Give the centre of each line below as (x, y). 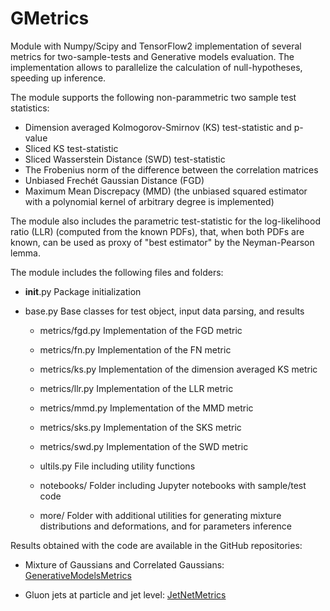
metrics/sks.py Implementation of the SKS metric (140, 427)
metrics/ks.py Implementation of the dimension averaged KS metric (178, 369)
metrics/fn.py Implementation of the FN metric (135, 349)
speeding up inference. (58, 78)
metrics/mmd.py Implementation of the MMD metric (146, 408)
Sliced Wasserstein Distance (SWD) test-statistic (125, 159)
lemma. (25, 253)
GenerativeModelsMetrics (78, 575)
